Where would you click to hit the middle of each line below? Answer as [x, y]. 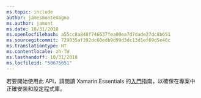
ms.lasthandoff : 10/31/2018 [42, 57]
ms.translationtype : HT [37, 46]
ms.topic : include [30, 12]
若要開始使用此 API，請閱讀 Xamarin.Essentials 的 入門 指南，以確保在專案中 [101, 81]
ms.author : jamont [30, 23]
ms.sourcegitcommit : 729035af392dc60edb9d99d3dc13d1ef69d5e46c [89, 40]
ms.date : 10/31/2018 [33, 29]
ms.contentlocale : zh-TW [38, 52]
